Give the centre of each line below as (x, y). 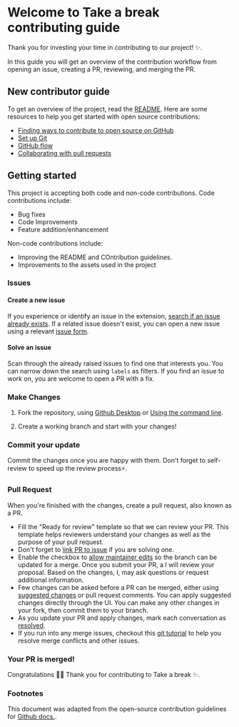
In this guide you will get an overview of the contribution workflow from (112, 61)
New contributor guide (59, 92)
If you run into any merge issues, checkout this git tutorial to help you (119, 633)
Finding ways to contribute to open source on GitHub (96, 130)
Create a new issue (36, 300)
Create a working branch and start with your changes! (97, 426)
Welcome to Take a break (83, 12)
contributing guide (64, 27)
